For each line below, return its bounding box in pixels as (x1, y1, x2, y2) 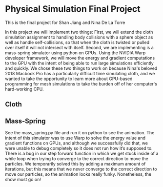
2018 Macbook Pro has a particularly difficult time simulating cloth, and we (5, 70, 155, 76)
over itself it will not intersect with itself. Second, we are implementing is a (5, 44, 154, 50)
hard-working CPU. (5, 86, 44, 92)
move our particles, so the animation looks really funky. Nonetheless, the (5, 171, 152, 177)
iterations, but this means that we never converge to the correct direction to (5, 166, 157, 172)
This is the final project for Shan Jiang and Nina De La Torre (5, 20, 125, 25)
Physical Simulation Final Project (5, 3, 141, 15)
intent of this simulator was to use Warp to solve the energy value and (5, 135, 145, 141)
